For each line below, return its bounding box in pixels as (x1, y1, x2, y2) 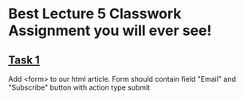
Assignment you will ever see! (8, 21, 212, 40)
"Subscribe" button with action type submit (8, 83, 150, 92)
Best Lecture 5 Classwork (8, 5, 182, 23)
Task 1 (8, 53, 40, 67)
